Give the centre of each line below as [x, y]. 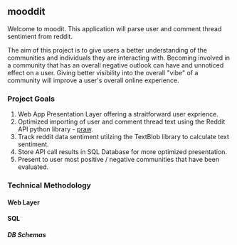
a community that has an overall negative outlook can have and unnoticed [116, 65]
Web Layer [24, 202]
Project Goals [31, 99]
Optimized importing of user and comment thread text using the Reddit [121, 122]
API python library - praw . [56, 129]
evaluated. [33, 167]
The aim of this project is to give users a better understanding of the [107, 50]
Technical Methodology [49, 185]
